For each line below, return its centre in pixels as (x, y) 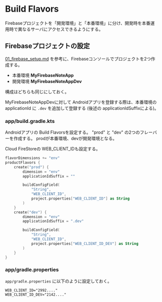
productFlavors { (23, 162)
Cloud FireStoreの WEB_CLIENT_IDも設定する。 (53, 149)
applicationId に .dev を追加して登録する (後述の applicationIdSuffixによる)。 (82, 108)
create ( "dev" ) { (30, 212)
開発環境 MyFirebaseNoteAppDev (47, 81)
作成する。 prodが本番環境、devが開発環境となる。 (65, 139)
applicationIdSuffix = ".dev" (53, 221)
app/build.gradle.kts (30, 121)
